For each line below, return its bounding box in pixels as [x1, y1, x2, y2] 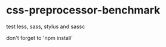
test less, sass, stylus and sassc [6, 23, 85, 30]
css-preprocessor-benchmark [6, 4, 161, 17]
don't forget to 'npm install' [6, 34, 73, 41]
